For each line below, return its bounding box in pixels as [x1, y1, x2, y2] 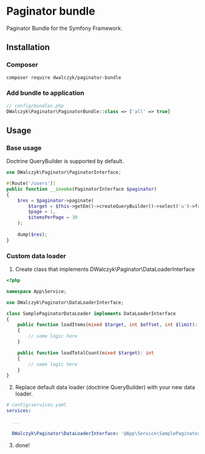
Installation [6, 42, 50, 53]
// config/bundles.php [6, 103, 64, 109]
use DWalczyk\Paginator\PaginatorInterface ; [6, 169, 121, 175]
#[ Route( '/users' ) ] [6, 180, 56, 187]
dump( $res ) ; [17, 231, 48, 238]
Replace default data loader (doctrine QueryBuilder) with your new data [15, 384, 195, 391]
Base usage [6, 144, 42, 152]
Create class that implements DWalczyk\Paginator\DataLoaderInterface [15, 266, 195, 273]
